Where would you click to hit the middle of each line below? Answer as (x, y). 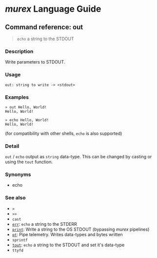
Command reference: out (44, 27)
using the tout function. (29, 162)
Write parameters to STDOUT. (35, 62)
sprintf (20, 240)
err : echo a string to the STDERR (44, 224)
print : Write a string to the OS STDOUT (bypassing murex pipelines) (81, 229)
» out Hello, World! (26, 107)
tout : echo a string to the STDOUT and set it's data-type (68, 245)
